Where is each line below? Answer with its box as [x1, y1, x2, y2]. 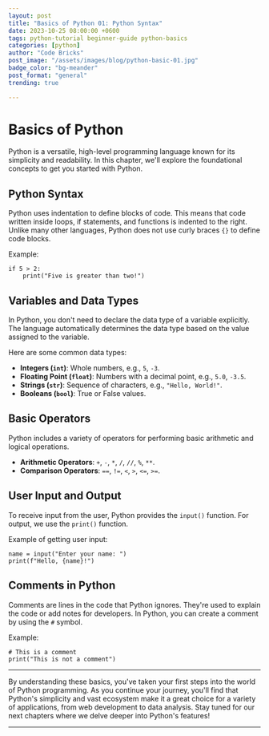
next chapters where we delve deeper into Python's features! [8, 710, 211, 720]
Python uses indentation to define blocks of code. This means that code [8, 208, 247, 218]
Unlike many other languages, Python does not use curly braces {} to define [8, 225, 260, 235]
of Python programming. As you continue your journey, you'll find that [8, 685, 239, 694]
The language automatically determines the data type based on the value [8, 324, 250, 334]
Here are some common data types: [8, 348, 127, 358]
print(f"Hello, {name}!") [8, 556, 94, 565]
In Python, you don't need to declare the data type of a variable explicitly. [8, 315, 251, 325]
